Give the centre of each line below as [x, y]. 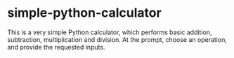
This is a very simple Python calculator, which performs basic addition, [110, 32]
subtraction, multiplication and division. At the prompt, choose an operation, [117, 39]
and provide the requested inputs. [56, 47]
